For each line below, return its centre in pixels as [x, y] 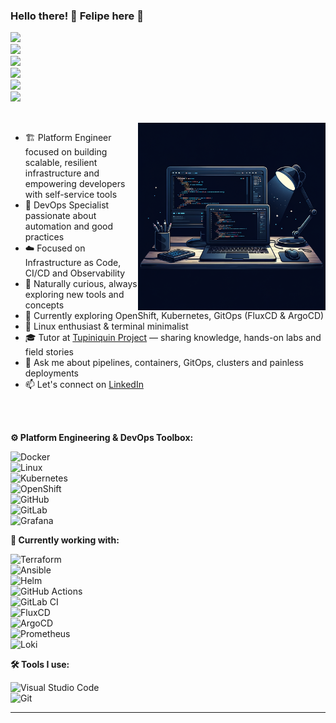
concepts [44, 305]
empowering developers [75, 184]
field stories [49, 352]
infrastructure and [62, 173]
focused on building [66, 152]
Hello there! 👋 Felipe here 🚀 [77, 16]
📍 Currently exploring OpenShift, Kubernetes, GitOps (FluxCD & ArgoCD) [174, 316]
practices [44, 237]
